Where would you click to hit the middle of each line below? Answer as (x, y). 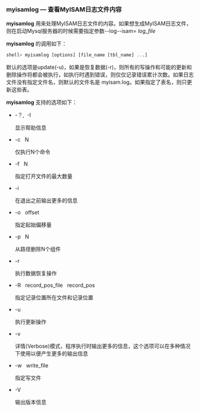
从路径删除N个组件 (38, 249)
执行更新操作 (30, 322)
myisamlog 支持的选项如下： (42, 102)
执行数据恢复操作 (36, 274)
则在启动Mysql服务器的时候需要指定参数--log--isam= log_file (81, 31)
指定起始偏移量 (33, 225)
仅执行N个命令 (32, 152)
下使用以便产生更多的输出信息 (51, 354)
